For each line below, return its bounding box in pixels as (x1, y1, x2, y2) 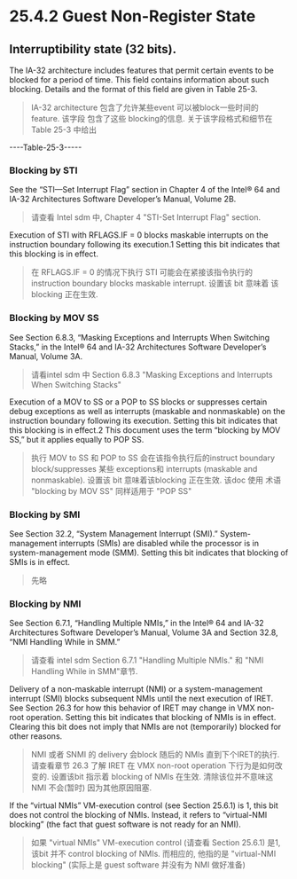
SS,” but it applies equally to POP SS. (9, 434, 145, 444)
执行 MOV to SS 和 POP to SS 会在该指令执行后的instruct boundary (30, 452, 276, 463)
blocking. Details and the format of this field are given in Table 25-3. (9, 84, 258, 94)
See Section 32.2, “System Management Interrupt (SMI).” (9, 528, 219, 538)
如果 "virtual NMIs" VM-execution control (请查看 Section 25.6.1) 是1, (30, 837, 281, 848)
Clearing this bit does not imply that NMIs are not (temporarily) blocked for (9, 721, 282, 733)
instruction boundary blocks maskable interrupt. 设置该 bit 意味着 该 (30, 278, 279, 289)
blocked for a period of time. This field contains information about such (9, 75, 270, 85)
